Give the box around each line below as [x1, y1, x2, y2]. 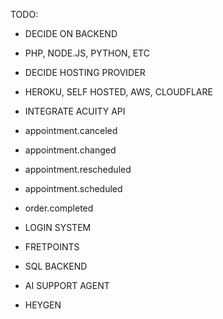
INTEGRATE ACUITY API [24, 105, 126, 117]
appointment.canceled [24, 125, 118, 136]
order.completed [24, 202, 94, 214]
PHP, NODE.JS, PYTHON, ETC [24, 47, 150, 59]
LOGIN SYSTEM [24, 222, 92, 233]
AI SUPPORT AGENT [24, 280, 110, 291]
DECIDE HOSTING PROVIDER [24, 67, 146, 78]
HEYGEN [24, 299, 62, 311]
